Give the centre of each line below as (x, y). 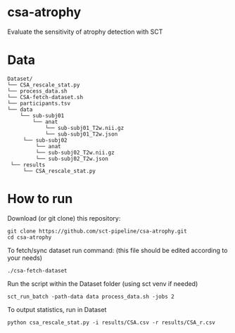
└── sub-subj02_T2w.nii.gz (75, 152)
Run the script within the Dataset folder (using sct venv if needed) (103, 283)
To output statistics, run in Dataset (57, 309)
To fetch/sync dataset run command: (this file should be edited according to (118, 250)
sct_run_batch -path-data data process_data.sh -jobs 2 (91, 296)
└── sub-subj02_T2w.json (72, 159)
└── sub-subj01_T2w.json (81, 134)
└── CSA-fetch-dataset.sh (45, 97)
